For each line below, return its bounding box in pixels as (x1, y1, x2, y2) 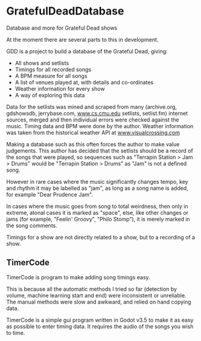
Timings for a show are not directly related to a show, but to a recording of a (6, 233, 195, 241)
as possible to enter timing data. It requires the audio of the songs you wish (6, 322, 194, 330)
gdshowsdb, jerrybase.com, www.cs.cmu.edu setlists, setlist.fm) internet (6, 109, 188, 117)
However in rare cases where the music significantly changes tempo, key (6, 178, 188, 185)
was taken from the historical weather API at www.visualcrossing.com (6, 129, 180, 136)
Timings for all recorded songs (14, 65, 92, 73)
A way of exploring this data (14, 91, 85, 99)
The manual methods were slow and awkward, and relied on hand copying (6, 298, 191, 305)
